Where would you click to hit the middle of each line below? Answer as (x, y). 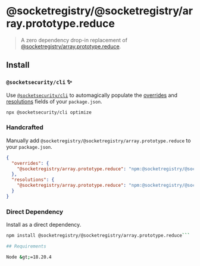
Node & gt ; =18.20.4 (29, 257)
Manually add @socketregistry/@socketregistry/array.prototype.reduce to (99, 140)
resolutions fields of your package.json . (54, 101)
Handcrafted (25, 127)
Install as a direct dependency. (44, 225)
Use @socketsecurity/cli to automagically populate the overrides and (92, 95)
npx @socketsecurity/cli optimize (49, 112)
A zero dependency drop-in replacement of (74, 40)
